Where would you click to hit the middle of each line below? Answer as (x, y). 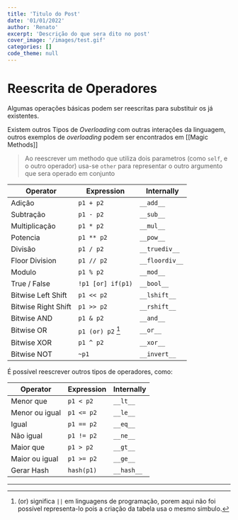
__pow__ (152, 237)
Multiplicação (33, 226)
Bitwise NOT (32, 354)
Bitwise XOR (31, 343)
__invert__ (158, 354)
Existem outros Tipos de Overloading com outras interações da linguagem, (117, 129)
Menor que (29, 402)
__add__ (152, 203)
